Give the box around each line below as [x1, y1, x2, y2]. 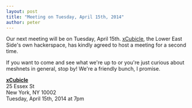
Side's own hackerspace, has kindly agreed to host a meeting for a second [6, 41, 186, 48]
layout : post [6, 8, 38, 15]
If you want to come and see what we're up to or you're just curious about [6, 59, 184, 66]
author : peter [6, 19, 41, 25]
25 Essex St [6, 83, 35, 90]
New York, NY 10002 [6, 89, 57, 96]
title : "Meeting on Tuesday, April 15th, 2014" [6, 14, 125, 20]
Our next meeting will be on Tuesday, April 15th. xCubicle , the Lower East [6, 36, 183, 43]
